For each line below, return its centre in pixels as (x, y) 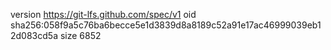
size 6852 (80, 35)
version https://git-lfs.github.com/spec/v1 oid (103, 14)
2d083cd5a (34, 35)
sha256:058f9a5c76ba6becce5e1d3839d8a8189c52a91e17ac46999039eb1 (166, 25)
